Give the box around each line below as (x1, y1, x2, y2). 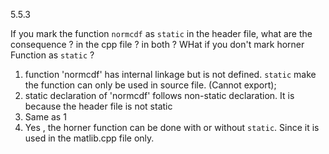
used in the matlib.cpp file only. (24, 132, 155, 144)
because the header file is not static (24, 100, 173, 112)
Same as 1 (24, 111, 67, 123)
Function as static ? (10, 49, 95, 61)
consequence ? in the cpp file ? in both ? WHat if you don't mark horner (10, 39, 305, 50)
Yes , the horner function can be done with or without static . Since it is (24, 122, 320, 133)
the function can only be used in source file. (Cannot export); (24, 79, 277, 91)
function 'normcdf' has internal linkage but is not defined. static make (24, 69, 317, 80)
